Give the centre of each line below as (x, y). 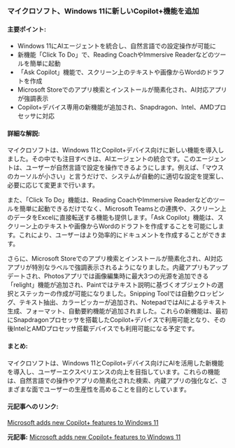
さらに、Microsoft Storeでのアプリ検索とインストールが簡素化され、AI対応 (115, 259)
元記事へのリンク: (33, 407)
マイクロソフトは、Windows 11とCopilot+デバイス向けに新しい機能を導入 (113, 150)
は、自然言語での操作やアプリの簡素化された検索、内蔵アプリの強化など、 (114, 380)
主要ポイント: (27, 29)
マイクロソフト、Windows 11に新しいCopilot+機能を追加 (103, 10)
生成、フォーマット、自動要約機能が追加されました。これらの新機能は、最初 (117, 311)
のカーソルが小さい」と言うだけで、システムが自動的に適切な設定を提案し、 (117, 176)
